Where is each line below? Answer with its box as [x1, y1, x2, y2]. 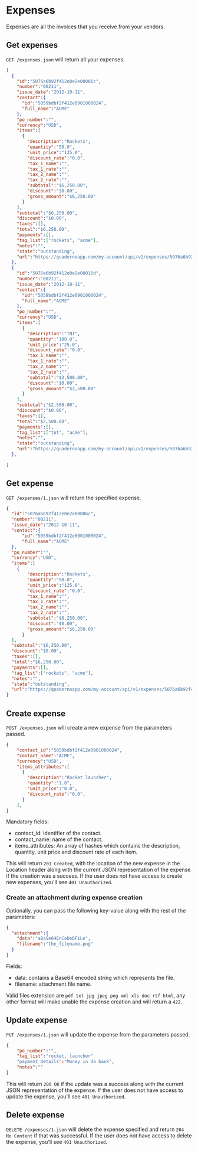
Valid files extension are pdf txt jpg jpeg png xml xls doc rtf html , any [6, 992, 186, 999]
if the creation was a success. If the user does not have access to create [6, 872, 183, 879]
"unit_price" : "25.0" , [27, 342, 81, 348]
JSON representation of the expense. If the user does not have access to [6, 1087, 184, 1094]
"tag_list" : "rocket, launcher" [16, 1053, 94, 1060]
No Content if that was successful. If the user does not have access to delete [6, 1132, 192, 1139]
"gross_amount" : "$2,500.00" [27, 385, 96, 391]
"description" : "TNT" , [27, 331, 81, 336]
